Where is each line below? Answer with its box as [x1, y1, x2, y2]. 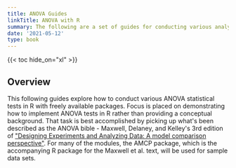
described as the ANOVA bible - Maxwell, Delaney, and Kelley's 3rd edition [7, 124, 223, 132]
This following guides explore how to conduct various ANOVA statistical [7, 94, 215, 102]
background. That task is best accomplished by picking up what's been [7, 116, 214, 125]
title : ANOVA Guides [7, 10, 68, 17]
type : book [7, 36, 39, 43]
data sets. [7, 153, 37, 162]
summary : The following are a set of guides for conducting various [7, 23, 212, 30]
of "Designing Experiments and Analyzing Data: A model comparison [7, 131, 206, 140]
